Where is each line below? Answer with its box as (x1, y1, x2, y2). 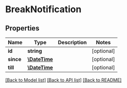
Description (57, 39, 87, 46)
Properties (5, 24, 40, 33)
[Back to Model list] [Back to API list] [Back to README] (5, 77, 122, 83)
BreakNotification (5, 4, 82, 15)
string (27, 47, 42, 54)
